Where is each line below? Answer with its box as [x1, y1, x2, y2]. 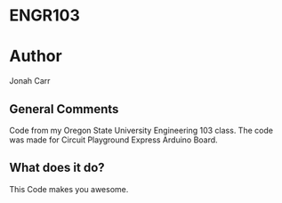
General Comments [9, 101, 119, 117]
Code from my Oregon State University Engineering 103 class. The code [9, 125, 274, 135]
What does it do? [9, 160, 105, 175]
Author [9, 46, 62, 67]
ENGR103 [9, 5, 80, 26]
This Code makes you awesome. [9, 183, 129, 194]
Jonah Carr [9, 76, 51, 86]
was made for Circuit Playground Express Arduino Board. [9, 134, 218, 145]
